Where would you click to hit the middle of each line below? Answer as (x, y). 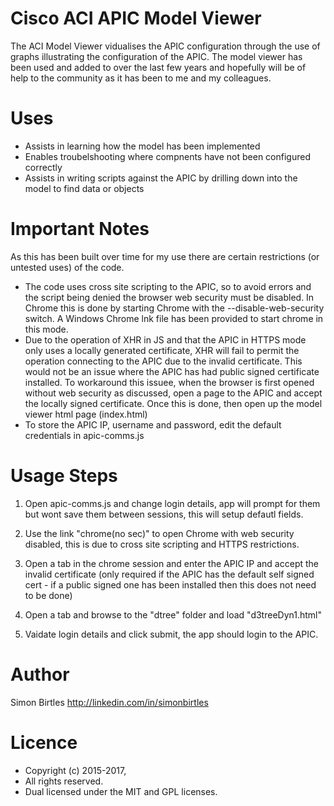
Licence (44, 742)
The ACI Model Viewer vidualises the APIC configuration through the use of (165, 46)
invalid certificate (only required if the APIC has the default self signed (169, 574)
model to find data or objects (84, 188)
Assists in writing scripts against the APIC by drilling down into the (161, 178)
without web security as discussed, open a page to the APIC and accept (173, 393)
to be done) (48, 595)
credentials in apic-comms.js (84, 435)
